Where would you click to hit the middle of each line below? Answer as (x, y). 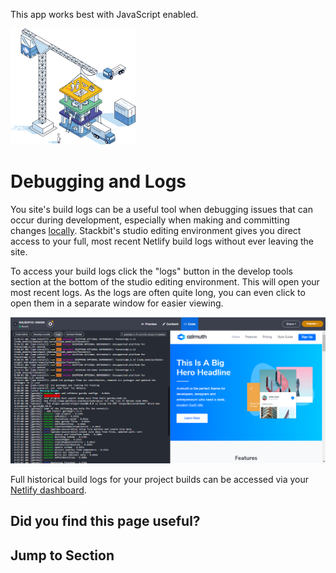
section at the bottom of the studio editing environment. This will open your (165, 281)
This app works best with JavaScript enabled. (104, 14)
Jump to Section (62, 555)
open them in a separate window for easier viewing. (117, 303)
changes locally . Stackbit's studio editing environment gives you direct (156, 230)
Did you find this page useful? (105, 521)
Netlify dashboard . (48, 490)
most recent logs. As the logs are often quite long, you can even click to (158, 292)
